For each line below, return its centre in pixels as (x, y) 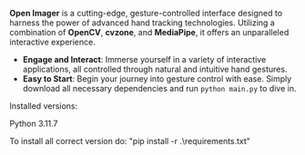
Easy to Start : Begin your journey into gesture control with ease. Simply (157, 79)
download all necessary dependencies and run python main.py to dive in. (159, 88)
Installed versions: (44, 106)
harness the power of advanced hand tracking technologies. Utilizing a (142, 23)
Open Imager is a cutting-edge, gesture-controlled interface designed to (146, 13)
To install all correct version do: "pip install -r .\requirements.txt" (130, 141)
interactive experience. (52, 42)
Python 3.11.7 (34, 123)
